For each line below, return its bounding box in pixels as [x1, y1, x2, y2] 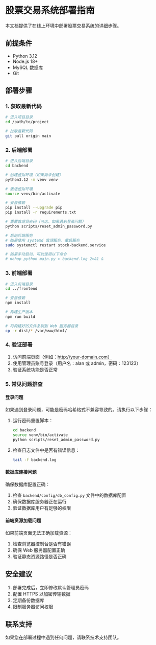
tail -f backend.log [12, 457, 57, 463]
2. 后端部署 [5, 146, 33, 153]
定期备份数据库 [12, 597, 44, 603]
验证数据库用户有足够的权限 [12, 504, 71, 511]
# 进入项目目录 [5, 114, 33, 120]
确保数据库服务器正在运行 [12, 498, 67, 504]
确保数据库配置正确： [5, 481, 50, 487]
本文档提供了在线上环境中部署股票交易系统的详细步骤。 [5, 22, 121, 29]
